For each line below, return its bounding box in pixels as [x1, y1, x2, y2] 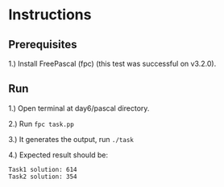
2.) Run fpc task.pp [8, 119, 74, 128]
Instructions [8, 6, 92, 24]
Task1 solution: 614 [8, 165, 78, 173]
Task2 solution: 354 [8, 173, 78, 181]
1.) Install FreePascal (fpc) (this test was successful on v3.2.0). [8, 59, 217, 68]
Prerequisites [8, 38, 77, 51]
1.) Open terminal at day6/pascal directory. [8, 103, 150, 113]
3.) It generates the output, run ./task [8, 134, 135, 144]
